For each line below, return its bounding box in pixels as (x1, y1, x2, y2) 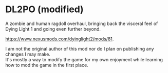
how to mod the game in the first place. (5, 62, 88, 68)
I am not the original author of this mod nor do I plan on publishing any (5, 45, 154, 52)
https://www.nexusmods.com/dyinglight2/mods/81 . (5, 36, 114, 42)
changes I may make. (5, 51, 50, 57)
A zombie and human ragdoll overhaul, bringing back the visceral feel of (5, 20, 158, 27)
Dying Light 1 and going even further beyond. (5, 26, 101, 32)
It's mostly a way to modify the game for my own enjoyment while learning (5, 56, 163, 62)
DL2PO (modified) (5, 4, 84, 15)
